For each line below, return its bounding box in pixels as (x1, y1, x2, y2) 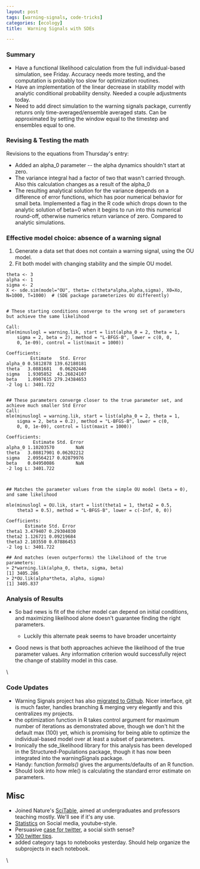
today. (14, 96, 31, 103)
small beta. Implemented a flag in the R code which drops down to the (14, 199, 187, 207)
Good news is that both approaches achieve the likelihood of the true (14, 644, 185, 652)
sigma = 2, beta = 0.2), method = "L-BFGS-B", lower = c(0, (17, 419, 170, 425)
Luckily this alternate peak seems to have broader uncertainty (23, 632, 177, 640)
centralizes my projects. (14, 710, 75, 717)
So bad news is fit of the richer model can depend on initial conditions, (14, 608, 189, 616)
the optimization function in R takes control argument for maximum (14, 716, 180, 723)
